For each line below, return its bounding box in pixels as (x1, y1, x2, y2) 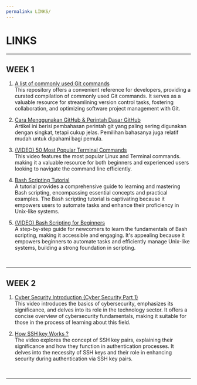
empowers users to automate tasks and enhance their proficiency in (14, 202, 179, 209)
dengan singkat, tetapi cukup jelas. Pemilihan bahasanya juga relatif (14, 129, 179, 136)
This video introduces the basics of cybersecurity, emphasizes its (14, 300, 174, 307)
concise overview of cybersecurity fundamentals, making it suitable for (14, 313, 186, 320)
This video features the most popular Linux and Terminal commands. (14, 153, 181, 160)
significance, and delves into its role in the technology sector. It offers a (14, 306, 188, 313)
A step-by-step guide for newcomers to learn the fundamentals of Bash (14, 226, 188, 233)
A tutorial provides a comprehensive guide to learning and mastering (14, 183, 181, 190)
